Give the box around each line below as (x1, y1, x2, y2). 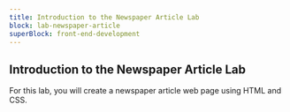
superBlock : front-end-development (9, 29, 141, 38)
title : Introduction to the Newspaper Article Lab (9, 12, 200, 22)
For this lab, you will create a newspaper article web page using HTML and (9, 86, 281, 96)
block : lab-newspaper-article (9, 21, 121, 30)
